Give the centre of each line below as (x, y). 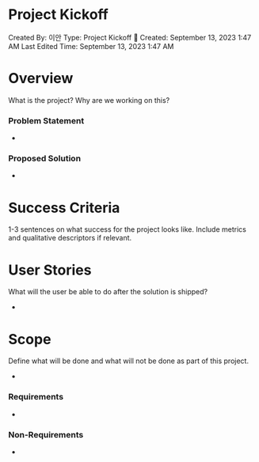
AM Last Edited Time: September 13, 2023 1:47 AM (91, 46)
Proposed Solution (45, 158)
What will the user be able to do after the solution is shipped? (108, 292)
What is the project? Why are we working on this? (89, 100)
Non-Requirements (46, 434)
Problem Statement (46, 120)
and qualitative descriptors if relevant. (70, 238)
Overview (41, 79)
